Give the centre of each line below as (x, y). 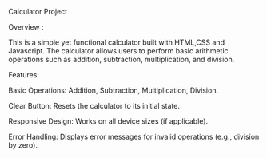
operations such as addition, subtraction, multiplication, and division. (122, 59)
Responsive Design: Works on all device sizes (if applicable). (108, 121)
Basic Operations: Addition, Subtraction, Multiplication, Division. (113, 90)
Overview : (26, 27)
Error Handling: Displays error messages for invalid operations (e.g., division (134, 136)
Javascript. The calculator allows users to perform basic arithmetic (119, 51)
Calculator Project (38, 12)
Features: (24, 75)
